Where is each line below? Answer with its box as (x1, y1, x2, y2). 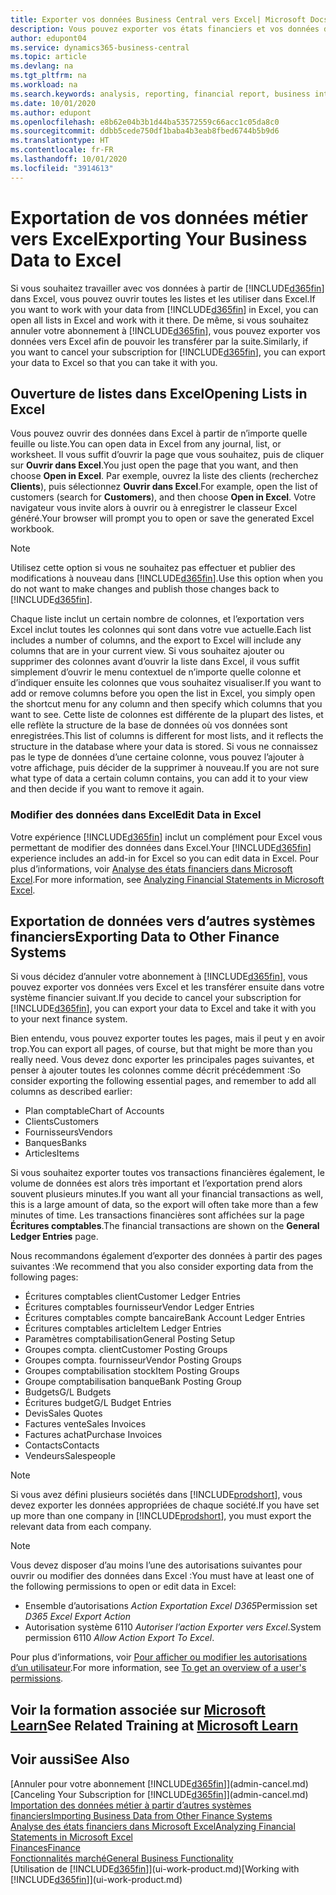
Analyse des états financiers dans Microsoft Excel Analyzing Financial (10, 1820, 296, 1832)
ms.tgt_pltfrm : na (10, 71, 87, 81)
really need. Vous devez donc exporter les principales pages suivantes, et (10, 1054, 315, 1066)
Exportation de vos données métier (10, 206, 308, 229)
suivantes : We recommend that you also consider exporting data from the (10, 1261, 314, 1273)
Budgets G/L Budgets (24, 1386, 112, 1398)
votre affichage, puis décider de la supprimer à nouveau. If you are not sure (10, 762, 320, 774)
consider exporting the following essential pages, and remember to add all (10, 1075, 317, 1087)
